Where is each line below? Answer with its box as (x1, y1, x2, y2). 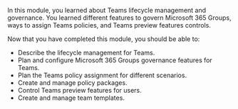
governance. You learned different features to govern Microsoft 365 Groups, (7, 13, 232, 22)
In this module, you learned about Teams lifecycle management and (7, 6, 207, 14)
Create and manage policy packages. (17, 79, 128, 87)
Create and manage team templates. (17, 93, 125, 102)
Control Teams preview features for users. (17, 86, 143, 94)
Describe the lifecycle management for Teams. (17, 49, 155, 57)
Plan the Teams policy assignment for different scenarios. (17, 71, 187, 79)
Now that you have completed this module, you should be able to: (7, 35, 200, 43)
